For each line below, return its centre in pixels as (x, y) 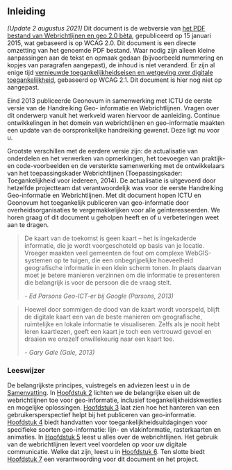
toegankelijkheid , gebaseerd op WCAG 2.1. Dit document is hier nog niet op (115, 80)
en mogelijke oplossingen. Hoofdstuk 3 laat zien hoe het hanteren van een (114, 408)
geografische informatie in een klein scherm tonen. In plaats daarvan (123, 267)
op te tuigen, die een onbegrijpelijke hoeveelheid (123, 260)
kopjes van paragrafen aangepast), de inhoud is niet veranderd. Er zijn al (111, 65)
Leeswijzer (26, 370)
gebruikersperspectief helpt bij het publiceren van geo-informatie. (102, 415)
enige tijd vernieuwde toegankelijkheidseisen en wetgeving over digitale (110, 72)
